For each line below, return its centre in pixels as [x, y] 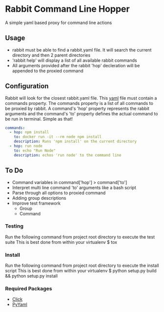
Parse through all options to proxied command [59, 193]
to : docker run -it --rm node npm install [58, 137]
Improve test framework [36, 203]
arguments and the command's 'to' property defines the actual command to [82, 113]
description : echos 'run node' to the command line [68, 155]
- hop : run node [26, 146]
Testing [14, 226]
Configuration [27, 86]
